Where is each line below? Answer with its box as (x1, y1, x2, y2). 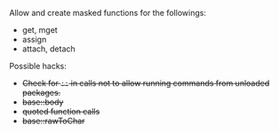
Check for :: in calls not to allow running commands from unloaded (21, 78, 270, 88)
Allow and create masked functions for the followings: (9, 8, 207, 18)
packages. (21, 88, 61, 98)
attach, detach (21, 43, 76, 54)
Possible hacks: (9, 61, 67, 71)
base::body (21, 97, 64, 107)
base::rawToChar (21, 115, 85, 126)
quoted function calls (21, 106, 100, 116)
